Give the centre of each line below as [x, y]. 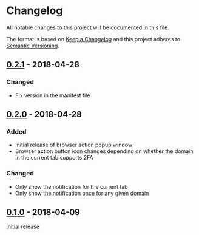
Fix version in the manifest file [52, 95]
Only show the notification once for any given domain [82, 193]
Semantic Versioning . [33, 46]
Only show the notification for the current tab [72, 186]
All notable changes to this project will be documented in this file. [88, 27]
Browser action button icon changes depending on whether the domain [104, 151]
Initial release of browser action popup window [74, 145]
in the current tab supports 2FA [54, 158]
